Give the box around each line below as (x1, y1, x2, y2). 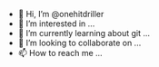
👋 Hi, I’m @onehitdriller (17, 9, 104, 19)
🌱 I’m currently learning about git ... (17, 28, 151, 38)
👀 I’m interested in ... (17, 18, 95, 29)
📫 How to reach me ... (17, 48, 103, 58)
